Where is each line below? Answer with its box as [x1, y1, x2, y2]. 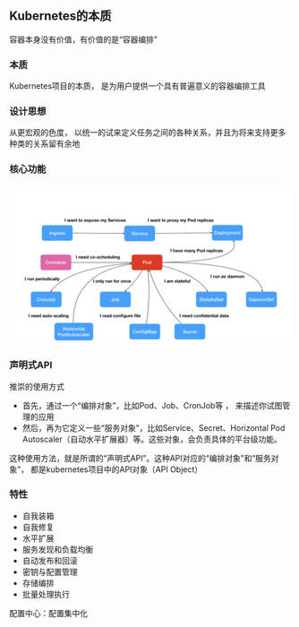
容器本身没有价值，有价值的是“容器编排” [9, 34, 158, 45]
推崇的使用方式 [9, 381, 64, 391]
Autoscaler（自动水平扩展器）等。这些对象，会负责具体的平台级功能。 [21, 434, 282, 444]
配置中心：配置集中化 [9, 607, 88, 618]
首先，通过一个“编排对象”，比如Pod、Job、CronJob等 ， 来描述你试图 [21, 399, 283, 410]
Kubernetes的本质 [9, 8, 112, 24]
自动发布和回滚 [21, 554, 78, 566]
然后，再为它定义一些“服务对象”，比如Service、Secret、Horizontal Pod [21, 422, 286, 433]
